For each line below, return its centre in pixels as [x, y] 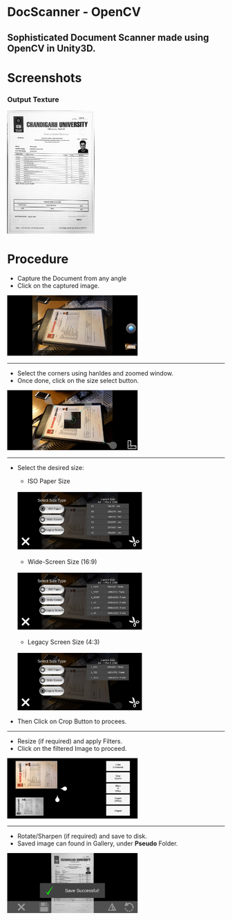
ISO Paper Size [49, 481]
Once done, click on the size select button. [78, 380]
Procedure [38, 259]
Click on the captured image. [58, 286]
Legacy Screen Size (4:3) [64, 642]
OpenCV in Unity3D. [51, 48]
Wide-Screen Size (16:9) [62, 561]
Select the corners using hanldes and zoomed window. [95, 373]
